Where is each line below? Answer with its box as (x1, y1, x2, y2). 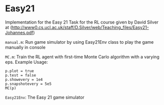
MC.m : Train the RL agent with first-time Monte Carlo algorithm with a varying (5, 53, 160, 59)
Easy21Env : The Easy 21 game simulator (5, 94, 85, 100)
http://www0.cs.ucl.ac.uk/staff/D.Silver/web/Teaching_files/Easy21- (11, 24, 149, 30)
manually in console (5, 44, 46, 50)
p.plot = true (5, 68, 34, 74)
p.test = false (5, 73, 36, 78)
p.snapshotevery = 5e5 (5, 81, 52, 86)
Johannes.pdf (5, 29, 33, 35)
